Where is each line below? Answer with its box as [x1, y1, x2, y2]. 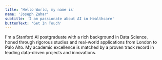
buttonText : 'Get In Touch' [5, 20, 62, 26]
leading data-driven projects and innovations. [5, 50, 97, 56]
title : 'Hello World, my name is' [5, 7, 76, 12]
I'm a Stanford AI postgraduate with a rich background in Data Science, [5, 34, 148, 40]
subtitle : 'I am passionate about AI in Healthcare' [5, 16, 115, 21]
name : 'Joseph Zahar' [5, 12, 49, 17]
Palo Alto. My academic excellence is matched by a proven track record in [5, 44, 154, 50]
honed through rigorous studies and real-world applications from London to [5, 40, 157, 45]
